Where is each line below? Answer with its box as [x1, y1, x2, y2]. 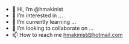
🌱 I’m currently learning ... [11, 18, 77, 25]
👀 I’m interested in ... [11, 12, 63, 19]
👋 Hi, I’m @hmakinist [11, 6, 63, 12]
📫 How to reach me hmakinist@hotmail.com [11, 32, 123, 38]
